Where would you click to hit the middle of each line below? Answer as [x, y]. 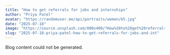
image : [12, 28]
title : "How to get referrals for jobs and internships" [67, 10]
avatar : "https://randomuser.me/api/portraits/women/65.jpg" [71, 19]
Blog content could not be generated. [44, 47]
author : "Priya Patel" [29, 14]
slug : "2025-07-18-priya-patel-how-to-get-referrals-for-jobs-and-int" [82, 33]
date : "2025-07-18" [26, 24]
